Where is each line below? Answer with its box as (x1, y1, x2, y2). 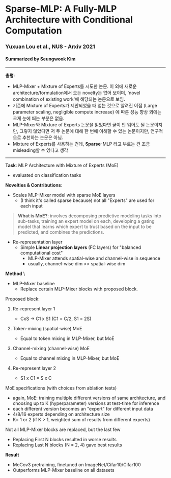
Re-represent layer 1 (12, 306, 55, 312)
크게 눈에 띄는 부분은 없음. (12, 116, 65, 122)
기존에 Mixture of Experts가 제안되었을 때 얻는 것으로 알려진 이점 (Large (12, 103, 158, 109)
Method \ (5, 270, 25, 277)
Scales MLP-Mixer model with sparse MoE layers (12, 192, 116, 198)
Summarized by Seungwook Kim (5, 56, 76, 62)
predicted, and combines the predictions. (17, 229, 104, 235)
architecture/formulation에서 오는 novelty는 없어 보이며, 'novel (12, 90, 140, 96)
